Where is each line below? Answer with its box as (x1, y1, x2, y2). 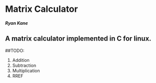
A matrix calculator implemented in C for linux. (5, 35, 152, 43)
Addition (12, 57, 30, 63)
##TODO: (5, 47, 25, 53)
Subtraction (12, 62, 36, 68)
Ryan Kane (5, 20, 28, 26)
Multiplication (12, 68, 40, 74)
